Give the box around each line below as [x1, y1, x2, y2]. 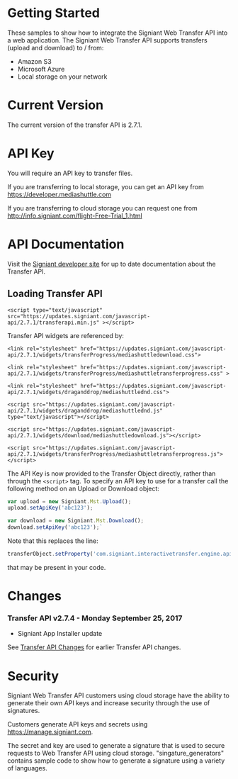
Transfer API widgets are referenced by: [7, 331, 124, 340]
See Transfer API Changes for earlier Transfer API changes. [7, 643, 181, 651]
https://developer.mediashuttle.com [7, 190, 112, 198]
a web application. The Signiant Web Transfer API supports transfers [7, 35, 208, 44]
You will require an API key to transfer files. [7, 169, 133, 177]
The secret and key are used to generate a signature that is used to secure [7, 741, 225, 750]
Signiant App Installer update [17, 629, 103, 638]
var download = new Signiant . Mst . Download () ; [7, 517, 144, 525]
